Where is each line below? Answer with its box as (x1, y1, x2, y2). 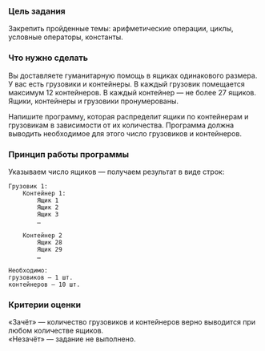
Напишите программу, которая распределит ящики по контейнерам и (8, 111, 249, 121)
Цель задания (8, 6, 66, 17)
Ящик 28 (37, 238, 62, 246)
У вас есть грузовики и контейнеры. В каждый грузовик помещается (8, 79, 246, 89)
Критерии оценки (8, 299, 82, 310)
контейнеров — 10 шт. (8, 280, 81, 288)
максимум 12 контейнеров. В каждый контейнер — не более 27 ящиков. (8, 87, 257, 97)
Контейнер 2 (22, 231, 62, 240)
